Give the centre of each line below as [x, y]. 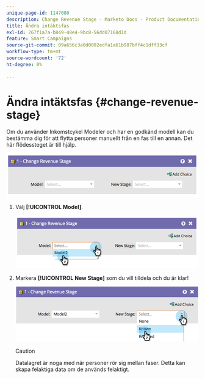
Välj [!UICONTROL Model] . [49, 207]
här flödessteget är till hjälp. [41, 145]
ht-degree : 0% [24, 64]
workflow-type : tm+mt [34, 52]
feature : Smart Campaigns [39, 39]
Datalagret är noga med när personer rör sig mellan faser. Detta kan [100, 363]
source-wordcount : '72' [37, 58]
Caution [25, 351]
